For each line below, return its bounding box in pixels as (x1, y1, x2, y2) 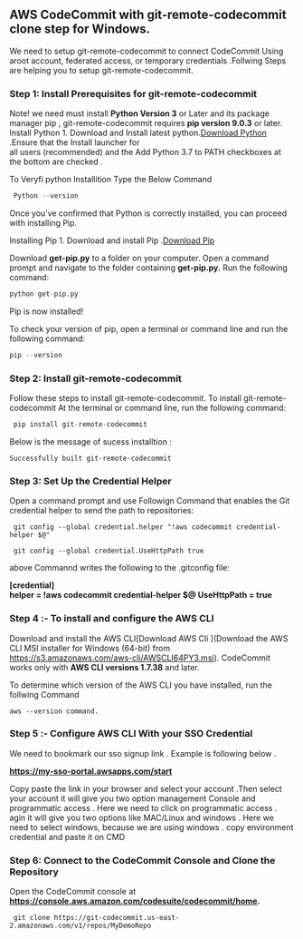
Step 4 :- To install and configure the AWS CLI (9, 612, 214, 625)
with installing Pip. (9, 217, 78, 228)
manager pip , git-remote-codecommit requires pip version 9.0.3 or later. (9, 118, 283, 129)
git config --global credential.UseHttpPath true (13, 546, 204, 556)
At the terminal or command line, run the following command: (57, 403, 287, 414)
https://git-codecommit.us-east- (53, 914, 180, 923)
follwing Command (9, 689, 80, 699)
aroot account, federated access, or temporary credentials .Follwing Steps (9, 54, 287, 66)
